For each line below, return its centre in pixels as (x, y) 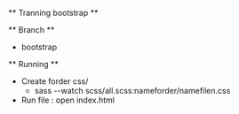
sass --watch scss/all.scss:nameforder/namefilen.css (132, 91)
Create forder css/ (55, 81)
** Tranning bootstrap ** (53, 13)
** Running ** (34, 64)
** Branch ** (32, 30)
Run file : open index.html (68, 100)
